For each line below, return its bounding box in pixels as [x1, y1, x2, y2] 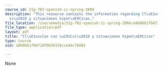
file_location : [5, 20, 36, 26]
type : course [5, 39, 32, 43]
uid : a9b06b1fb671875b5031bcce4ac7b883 [5, 43, 86, 48]
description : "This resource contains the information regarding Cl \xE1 [5, 12, 155, 16]
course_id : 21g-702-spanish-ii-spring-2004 [5, 7, 95, 12]
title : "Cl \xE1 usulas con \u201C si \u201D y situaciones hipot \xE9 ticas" [5, 34, 155, 39]
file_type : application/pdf [5, 25, 62, 30]
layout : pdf [5, 29, 29, 34]
